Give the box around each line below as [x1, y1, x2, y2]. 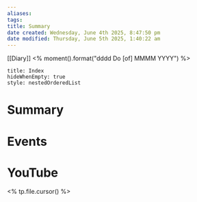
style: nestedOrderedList [7, 79, 81, 86]
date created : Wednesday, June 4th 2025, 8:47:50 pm [7, 29, 161, 36]
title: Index [7, 68, 44, 75]
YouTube [7, 165, 58, 180]
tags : [7, 16, 23, 23]
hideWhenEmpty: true [7, 73, 66, 81]
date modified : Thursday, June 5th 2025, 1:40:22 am [7, 36, 161, 42]
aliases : [7, 10, 32, 17]
